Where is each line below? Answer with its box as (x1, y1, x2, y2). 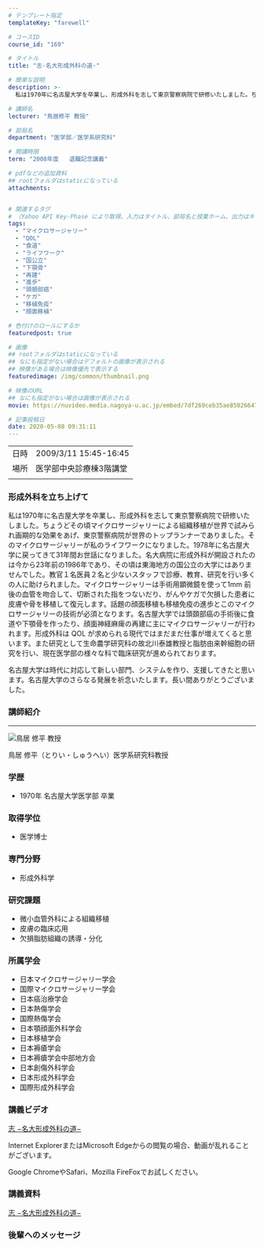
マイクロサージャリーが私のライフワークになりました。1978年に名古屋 (14, 540, 244, 550)
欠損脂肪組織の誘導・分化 (19, 933, 103, 943)
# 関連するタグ (8, 205, 51, 213)
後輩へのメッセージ (8, 1229, 81, 1240)
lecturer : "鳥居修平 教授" (8, 112, 90, 120)
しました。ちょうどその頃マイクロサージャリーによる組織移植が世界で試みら (8, 521, 255, 530)
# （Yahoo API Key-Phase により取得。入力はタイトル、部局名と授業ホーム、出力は (8, 212, 249, 220)
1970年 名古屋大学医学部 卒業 (19, 791, 115, 801)
